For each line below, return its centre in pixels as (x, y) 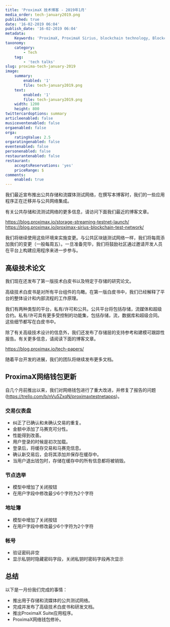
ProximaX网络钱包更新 (41, 377)
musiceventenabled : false (32, 123)
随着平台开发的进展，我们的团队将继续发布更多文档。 (61, 359)
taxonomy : (16, 43)
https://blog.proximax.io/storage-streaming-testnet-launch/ (67, 222)
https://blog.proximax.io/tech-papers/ (45, 349)
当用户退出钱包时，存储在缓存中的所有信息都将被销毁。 (70, 461)
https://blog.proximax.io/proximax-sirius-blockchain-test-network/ (75, 227)
